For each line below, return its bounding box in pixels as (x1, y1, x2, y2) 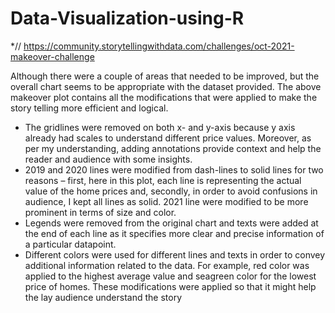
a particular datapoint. (24, 238, 117, 250)
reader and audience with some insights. (24, 153, 193, 165)
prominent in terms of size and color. (24, 206, 177, 218)
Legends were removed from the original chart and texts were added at (24, 217, 319, 229)
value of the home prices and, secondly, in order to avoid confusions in (24, 185, 318, 197)
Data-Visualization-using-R (10, 7, 245, 30)
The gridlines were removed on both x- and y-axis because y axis (24, 121, 296, 133)
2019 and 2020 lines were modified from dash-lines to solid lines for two (24, 163, 324, 176)
